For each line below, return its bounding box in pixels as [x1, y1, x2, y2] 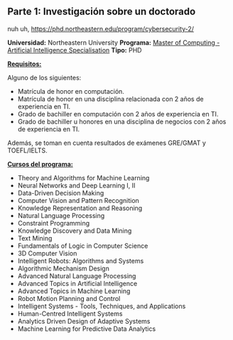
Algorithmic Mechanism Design [17, 264, 110, 273]
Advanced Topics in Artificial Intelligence [17, 279, 138, 287]
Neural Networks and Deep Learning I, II [17, 181, 136, 190]
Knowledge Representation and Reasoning [17, 204, 143, 212]
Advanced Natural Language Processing [17, 271, 136, 280]
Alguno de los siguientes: [7, 73, 82, 82]
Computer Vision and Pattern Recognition [17, 196, 140, 204]
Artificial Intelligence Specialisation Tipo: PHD [7, 45, 142, 54]
